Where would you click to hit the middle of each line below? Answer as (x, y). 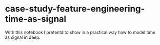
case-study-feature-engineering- (75, 9)
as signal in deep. (23, 37)
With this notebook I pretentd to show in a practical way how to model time (80, 32)
